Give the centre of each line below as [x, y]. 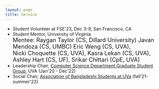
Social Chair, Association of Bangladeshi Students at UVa [72, 76]
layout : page [19, 10]
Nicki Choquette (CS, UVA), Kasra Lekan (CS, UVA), [82, 53]
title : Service [21, 14]
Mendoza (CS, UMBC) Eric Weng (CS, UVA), [72, 46]
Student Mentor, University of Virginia [52, 34]
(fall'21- [140, 76]
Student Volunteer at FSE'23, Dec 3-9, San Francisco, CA [72, 28]
